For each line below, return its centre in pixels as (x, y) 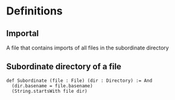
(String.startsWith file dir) (49, 91)
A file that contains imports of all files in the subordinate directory (87, 48)
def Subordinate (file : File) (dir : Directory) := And (79, 80)
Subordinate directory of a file (64, 67)
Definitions (35, 11)
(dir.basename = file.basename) (52, 86)
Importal (23, 33)
